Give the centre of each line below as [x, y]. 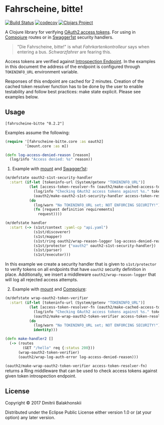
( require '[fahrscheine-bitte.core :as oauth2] [54, 141]
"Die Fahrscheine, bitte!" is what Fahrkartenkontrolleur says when [83, 46]
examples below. [22, 97]
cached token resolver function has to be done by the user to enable [74, 86]
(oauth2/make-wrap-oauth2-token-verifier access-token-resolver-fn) [76, 366]
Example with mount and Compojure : [49, 289]
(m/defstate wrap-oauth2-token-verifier [47, 298]
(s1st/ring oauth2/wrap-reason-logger [73, 241]
